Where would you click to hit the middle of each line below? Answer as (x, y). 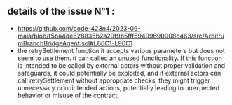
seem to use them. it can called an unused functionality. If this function (120, 58)
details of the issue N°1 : (61, 12)
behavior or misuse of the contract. (68, 95)
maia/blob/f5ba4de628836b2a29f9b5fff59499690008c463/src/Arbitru (121, 36)
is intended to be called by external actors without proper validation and (121, 65)
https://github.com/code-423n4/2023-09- (79, 28)
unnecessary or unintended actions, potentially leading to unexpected (118, 87)
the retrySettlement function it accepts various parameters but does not (121, 50)
